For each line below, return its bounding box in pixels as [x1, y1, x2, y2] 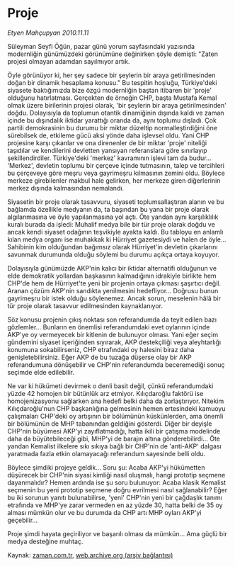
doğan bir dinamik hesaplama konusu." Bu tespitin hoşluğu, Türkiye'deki [7, 78, 217, 86]
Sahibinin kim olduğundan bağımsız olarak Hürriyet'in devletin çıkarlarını [7, 242, 218, 251]
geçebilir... [7, 516, 38, 524]
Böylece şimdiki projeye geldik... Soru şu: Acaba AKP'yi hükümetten [7, 463, 205, 472]
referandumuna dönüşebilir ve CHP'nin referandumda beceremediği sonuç [7, 360, 225, 369]
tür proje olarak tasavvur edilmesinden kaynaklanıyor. [7, 301, 164, 310]
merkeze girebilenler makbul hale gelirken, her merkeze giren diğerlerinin [7, 176, 221, 185]
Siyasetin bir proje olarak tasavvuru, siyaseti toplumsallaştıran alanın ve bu [7, 197, 224, 206]
